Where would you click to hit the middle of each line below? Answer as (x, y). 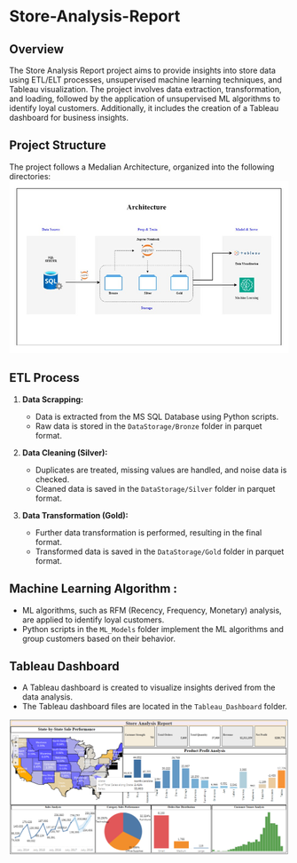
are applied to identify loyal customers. (93, 620)
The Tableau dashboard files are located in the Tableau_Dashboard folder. (155, 707)
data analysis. (47, 697)
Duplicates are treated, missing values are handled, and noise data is (161, 470)
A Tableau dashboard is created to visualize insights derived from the (148, 688)
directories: (30, 176)
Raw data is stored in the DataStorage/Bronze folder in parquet (148, 426)
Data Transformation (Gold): (75, 515)
